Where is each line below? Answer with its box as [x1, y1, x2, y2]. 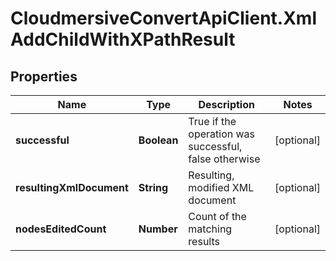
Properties [10, 68, 78, 85]
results [188, 235, 220, 248]
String [138, 181, 169, 194]
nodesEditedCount [15, 222, 107, 236]
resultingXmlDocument [15, 181, 129, 194]
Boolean [138, 133, 179, 147]
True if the [188, 115, 237, 128]
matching [188, 222, 233, 236]
